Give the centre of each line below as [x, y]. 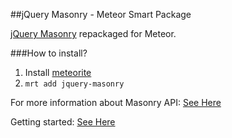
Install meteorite [58, 72]
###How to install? [49, 53]
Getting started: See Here [63, 122]
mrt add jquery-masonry [74, 84]
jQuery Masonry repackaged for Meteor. [93, 33]
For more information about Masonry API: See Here [116, 102]
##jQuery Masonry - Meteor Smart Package [101, 14]
